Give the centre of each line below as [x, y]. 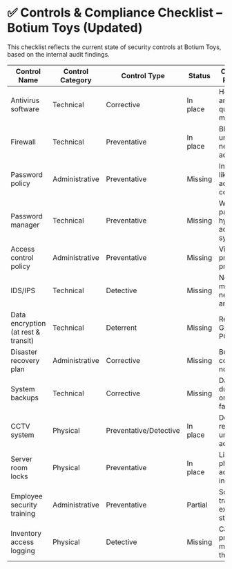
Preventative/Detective [143, 430]
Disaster [24, 352]
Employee [27, 496]
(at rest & [26, 332]
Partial [197, 505]
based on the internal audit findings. [59, 54]
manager [25, 225]
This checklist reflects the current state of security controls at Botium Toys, [114, 47]
